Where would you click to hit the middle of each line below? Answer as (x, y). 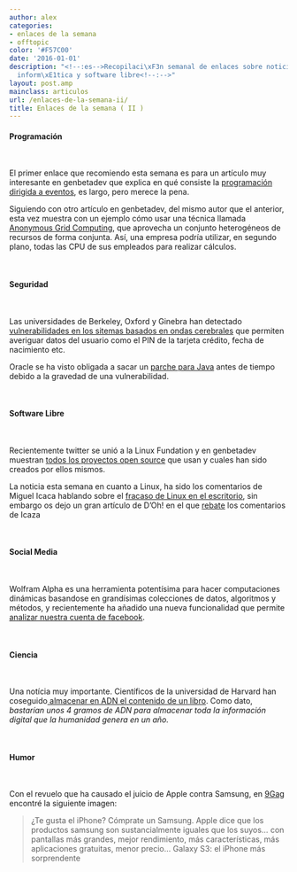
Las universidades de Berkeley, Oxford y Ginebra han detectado (126, 321)
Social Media (34, 552)
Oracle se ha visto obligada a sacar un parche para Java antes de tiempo (142, 366)
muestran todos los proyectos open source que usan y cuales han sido (138, 459)
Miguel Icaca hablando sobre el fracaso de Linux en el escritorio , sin (133, 495)
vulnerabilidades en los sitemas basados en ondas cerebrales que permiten (147, 331)
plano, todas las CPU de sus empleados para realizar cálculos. (123, 247)
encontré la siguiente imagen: (63, 804)
